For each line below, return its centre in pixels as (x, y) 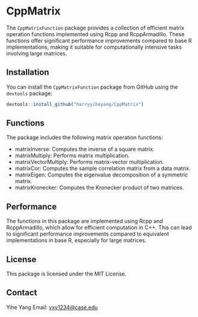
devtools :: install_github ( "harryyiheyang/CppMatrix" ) (75, 104)
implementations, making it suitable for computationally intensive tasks (94, 47)
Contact (22, 293)
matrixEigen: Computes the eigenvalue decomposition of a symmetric (101, 175)
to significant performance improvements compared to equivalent (88, 234)
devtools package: (29, 93)
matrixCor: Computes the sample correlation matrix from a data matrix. (103, 168)
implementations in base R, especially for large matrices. (76, 240)
